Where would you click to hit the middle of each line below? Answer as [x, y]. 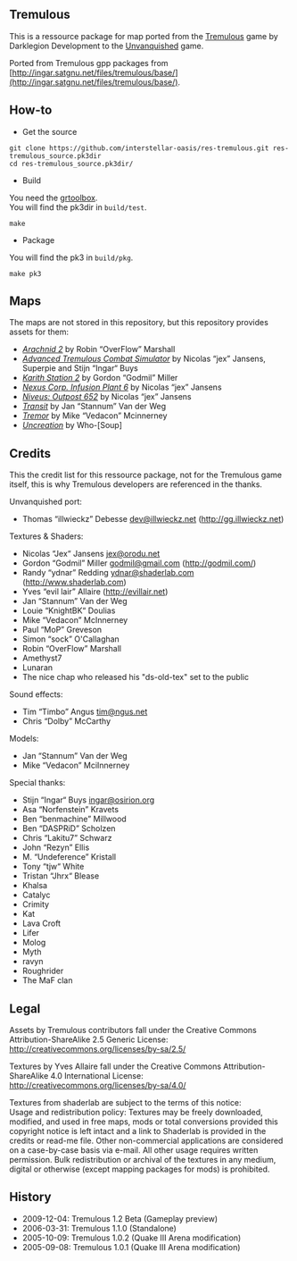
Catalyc [36, 895]
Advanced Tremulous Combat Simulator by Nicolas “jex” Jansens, [144, 359]
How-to [31, 110]
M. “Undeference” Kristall [69, 857]
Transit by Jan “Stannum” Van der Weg [94, 407]
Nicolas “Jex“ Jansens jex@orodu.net [91, 554]
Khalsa [34, 886]
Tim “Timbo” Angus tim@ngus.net [85, 712]
